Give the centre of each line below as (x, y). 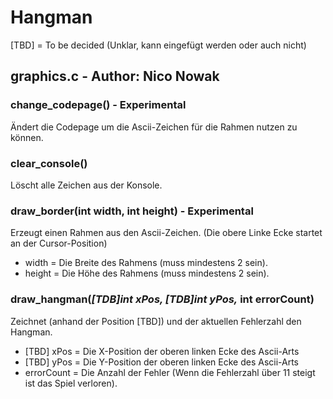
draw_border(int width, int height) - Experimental (132, 211)
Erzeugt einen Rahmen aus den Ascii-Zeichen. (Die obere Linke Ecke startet (166, 233)
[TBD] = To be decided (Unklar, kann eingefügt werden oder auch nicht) (158, 45)
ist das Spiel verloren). (71, 383)
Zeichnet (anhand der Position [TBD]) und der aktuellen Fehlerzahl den (156, 321)
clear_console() (49, 163)
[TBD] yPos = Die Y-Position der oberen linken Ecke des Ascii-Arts (162, 362)
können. (27, 137)
